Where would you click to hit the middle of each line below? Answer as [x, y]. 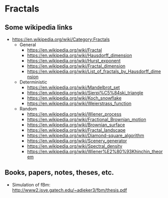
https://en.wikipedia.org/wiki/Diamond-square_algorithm [86, 135]
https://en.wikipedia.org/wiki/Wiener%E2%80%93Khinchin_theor [95, 152]
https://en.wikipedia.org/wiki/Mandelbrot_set [73, 87]
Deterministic [33, 82]
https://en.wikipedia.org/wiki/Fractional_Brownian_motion [87, 119]
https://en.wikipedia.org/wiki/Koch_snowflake [74, 98]
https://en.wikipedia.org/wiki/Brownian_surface [76, 125]
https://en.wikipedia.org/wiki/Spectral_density [75, 146]
